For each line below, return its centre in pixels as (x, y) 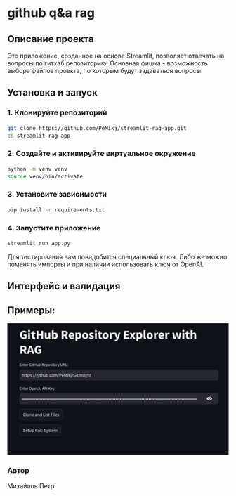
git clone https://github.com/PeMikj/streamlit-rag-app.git (97, 128)
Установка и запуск (53, 93)
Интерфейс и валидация (64, 286)
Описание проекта (51, 39)
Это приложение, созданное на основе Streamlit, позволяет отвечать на (116, 56)
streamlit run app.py (39, 243)
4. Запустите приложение (54, 228)
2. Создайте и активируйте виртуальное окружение (101, 154)
